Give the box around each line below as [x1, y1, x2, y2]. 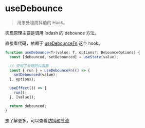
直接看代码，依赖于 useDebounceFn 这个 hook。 [5, 40, 103, 46]
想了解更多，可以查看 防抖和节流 [5, 117, 69, 123]
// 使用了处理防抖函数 [9, 63, 49, 68]
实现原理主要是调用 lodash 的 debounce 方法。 [5, 30, 99, 36]
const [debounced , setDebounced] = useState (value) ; [9, 55, 119, 59]
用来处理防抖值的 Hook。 [17, 19, 68, 25]
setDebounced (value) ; [14, 73, 57, 77]
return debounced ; [9, 103, 47, 109]
